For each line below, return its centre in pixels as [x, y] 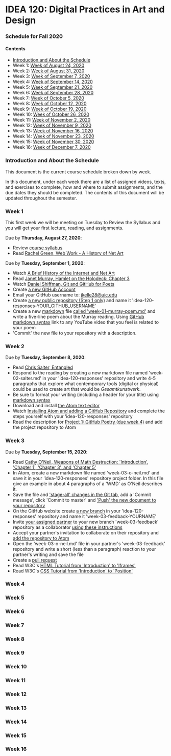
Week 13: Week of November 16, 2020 [53, 131]
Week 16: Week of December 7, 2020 [52, 147]
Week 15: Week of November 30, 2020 [53, 142]
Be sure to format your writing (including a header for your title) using [86, 395]
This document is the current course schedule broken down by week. [78, 172]
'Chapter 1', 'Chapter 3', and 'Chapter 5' [54, 467]
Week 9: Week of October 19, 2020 [50, 109]
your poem [24, 327]
